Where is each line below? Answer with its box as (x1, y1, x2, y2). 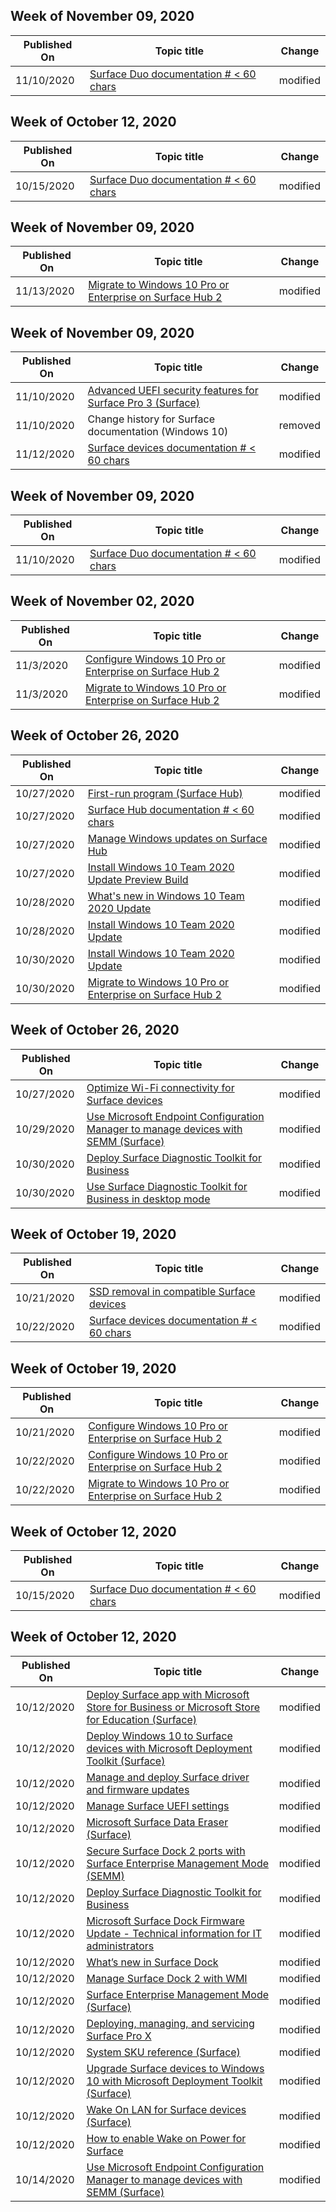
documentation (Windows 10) (87, 425, 229, 439)
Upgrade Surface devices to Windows (86, 2061, 265, 2075)
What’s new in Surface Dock (86, 1955, 219, 1969)
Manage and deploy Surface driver (86, 1770, 250, 1784)
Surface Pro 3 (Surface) (87, 396, 201, 410)
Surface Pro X (86, 2029, 152, 2043)
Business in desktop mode (86, 1192, 211, 1206)
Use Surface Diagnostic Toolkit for (86, 1179, 248, 1193)
